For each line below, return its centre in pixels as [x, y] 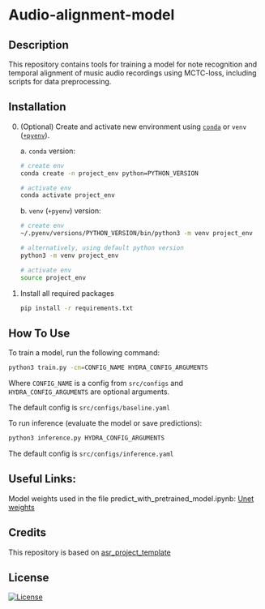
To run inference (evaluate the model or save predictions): [105, 423]
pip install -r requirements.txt [77, 308]
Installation [37, 107]
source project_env [53, 277]
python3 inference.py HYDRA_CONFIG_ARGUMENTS [86, 438]
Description [38, 45]
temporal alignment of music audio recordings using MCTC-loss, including [132, 73]
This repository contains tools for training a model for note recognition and [133, 64]
